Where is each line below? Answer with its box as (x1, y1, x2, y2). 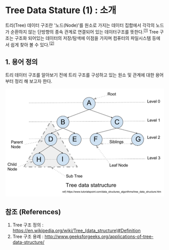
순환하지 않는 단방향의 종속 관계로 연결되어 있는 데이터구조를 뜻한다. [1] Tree (10, 28, 159, 35)
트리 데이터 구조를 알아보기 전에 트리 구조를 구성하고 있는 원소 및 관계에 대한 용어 (5, 72, 164, 78)
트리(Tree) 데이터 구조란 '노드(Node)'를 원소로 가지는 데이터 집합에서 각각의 (5, 22, 155, 28)
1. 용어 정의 (5, 57, 38, 66)
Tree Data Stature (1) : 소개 (5, 5, 117, 16)
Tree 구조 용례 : (12, 233, 44, 239)
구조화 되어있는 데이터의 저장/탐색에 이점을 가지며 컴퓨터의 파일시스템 (14, 35, 151, 41)
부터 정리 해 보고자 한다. (5, 78, 52, 85)
